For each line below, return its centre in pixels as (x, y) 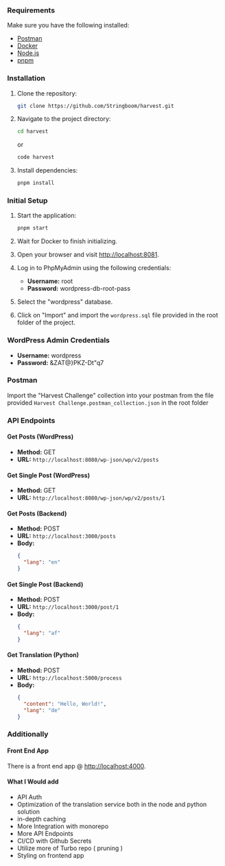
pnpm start (33, 228)
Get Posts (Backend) (37, 513)
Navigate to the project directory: (64, 119)
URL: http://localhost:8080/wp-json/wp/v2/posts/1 (91, 498)
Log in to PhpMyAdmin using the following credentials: (94, 268)
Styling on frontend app (50, 855)
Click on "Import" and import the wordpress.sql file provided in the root (117, 315)
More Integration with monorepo (63, 826)
